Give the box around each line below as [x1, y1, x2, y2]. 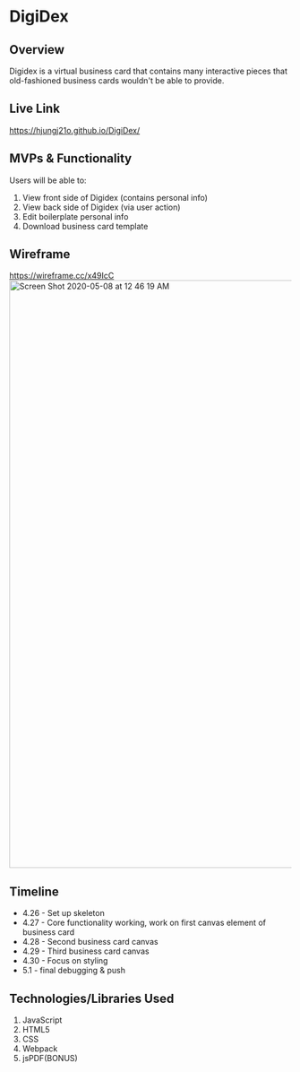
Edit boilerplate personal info [21, 211, 129, 221]
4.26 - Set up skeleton [21, 908, 105, 919]
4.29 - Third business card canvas [21, 946, 150, 956]
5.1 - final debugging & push [21, 965, 126, 976]
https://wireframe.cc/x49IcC [9, 271, 115, 281]
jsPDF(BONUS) [21, 1053, 78, 1064]
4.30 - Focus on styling [21, 955, 108, 966]
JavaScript [21, 1015, 63, 1025]
